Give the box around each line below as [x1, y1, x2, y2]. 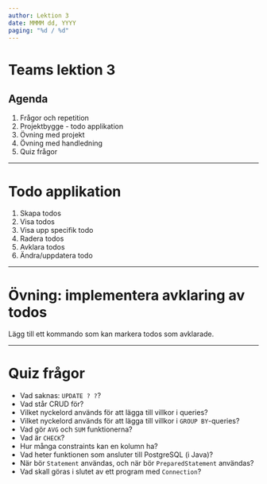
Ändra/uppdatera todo [19, 251, 93, 261]
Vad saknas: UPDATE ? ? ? [19, 391, 102, 401]
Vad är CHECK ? [19, 433, 65, 443]
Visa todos [19, 217, 56, 227]
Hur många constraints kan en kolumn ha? [19, 442, 158, 451]
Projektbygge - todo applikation [19, 122, 124, 131]
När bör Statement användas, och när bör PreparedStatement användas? [19, 459, 254, 468]
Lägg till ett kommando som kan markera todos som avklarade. [8, 329, 215, 339]
